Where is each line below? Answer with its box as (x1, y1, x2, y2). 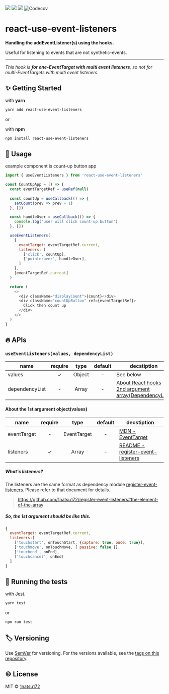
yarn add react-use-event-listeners (5, 107, 82, 112)
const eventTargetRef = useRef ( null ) (10, 187, 89, 192)
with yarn (5, 97, 25, 103)
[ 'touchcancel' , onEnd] (14, 554, 64, 559)
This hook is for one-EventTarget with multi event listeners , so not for (5, 64, 152, 70)
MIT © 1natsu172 (5, 683, 40, 689)
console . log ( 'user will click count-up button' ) (14, 219, 118, 224)
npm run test (5, 619, 33, 625)
